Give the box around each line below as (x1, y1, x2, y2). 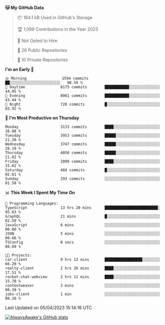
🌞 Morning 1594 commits (5, 76, 89, 81)
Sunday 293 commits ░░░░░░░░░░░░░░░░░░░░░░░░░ (5, 176, 161, 181)
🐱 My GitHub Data (5, 5, 44, 10)
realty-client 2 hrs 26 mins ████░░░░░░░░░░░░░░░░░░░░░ (5, 266, 161, 271)
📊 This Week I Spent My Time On (5, 190, 75, 195)
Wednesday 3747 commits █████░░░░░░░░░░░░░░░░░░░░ (5, 142, 161, 147)
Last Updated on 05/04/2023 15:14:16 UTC (5, 305, 92, 311)
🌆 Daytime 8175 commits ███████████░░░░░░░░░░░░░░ (5, 84, 161, 89)
